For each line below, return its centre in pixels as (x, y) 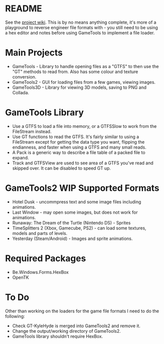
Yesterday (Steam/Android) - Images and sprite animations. (72, 238)
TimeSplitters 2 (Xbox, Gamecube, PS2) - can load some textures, (79, 228)
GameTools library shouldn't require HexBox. (58, 336)
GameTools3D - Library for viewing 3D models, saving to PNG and (79, 87)
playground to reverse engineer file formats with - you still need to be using (82, 27)
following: (15, 316)
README (24, 9)
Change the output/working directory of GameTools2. (66, 331)
